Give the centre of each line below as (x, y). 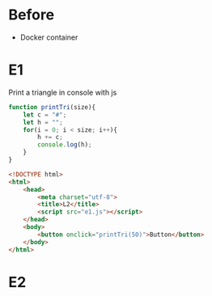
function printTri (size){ (52, 107)
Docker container (49, 37)
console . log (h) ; (65, 145)
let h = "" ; (43, 122)
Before (32, 15)
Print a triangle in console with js (63, 92)
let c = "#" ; (45, 115)
